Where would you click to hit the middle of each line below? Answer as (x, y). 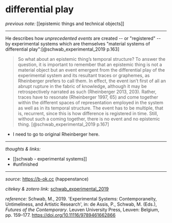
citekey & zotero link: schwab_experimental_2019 (57, 189)
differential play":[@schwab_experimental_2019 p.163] (62, 49)
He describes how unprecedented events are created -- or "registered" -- (83, 38)
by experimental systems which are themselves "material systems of (78, 43)
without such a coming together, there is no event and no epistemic (89, 119)
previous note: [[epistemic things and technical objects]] (65, 24)
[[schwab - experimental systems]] (50, 159)
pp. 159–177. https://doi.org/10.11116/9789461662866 (61, 215)
